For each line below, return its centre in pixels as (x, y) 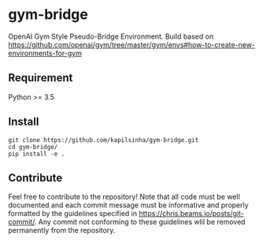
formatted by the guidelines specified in (73, 214)
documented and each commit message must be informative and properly (129, 205)
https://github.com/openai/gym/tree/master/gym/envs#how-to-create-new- (132, 44)
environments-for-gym (45, 53)
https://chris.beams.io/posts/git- (191, 214)
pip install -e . (37, 154)
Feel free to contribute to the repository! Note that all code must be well (124, 197)
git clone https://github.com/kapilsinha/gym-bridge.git (104, 140)
